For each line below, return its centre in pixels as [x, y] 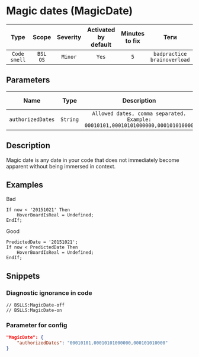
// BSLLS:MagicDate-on [34, 310]
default [101, 44]
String [69, 119]
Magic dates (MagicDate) [70, 11]
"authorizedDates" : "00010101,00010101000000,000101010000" [92, 343]
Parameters [28, 80]
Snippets [23, 276]
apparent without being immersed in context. [61, 166]
